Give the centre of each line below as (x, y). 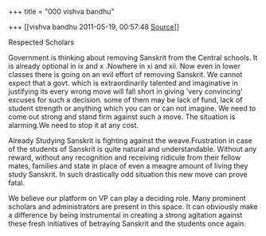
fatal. (17, 183)
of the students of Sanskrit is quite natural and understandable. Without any (133, 149)
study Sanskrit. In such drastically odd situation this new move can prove (128, 174)
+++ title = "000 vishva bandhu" (61, 12)
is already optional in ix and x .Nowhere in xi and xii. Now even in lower (125, 66)
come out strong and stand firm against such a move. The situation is (122, 117)
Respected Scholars (41, 42)
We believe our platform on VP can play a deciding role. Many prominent (127, 198)
